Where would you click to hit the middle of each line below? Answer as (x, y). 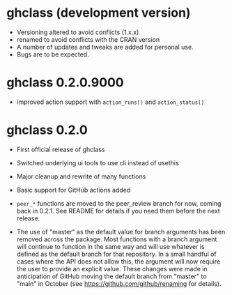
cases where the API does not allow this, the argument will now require (118, 261)
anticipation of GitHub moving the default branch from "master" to (111, 276)
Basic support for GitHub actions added (74, 190)
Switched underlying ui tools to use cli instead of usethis (98, 162)
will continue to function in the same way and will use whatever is (110, 246)
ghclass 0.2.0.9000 (65, 83)
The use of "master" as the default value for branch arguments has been (121, 232)
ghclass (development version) (99, 13)
